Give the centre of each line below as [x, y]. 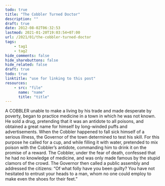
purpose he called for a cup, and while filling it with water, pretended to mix [82, 142]
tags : [11, 42]
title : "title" [34, 97]
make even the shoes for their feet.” [41, 179]
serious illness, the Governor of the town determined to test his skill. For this [82, 137]
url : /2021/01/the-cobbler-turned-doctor [48, 37]
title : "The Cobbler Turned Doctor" [43, 14]
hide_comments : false [27, 56]
